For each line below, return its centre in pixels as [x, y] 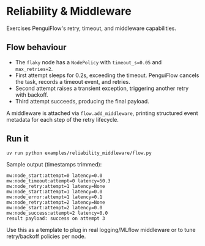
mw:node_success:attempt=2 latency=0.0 [57, 213]
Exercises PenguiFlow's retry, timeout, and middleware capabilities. [91, 28]
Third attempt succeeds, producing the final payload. [82, 101]
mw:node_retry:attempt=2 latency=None [56, 203]
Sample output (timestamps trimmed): [54, 165]
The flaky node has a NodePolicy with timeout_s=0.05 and [88, 62]
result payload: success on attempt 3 [56, 218]
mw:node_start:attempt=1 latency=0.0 [54, 192]
